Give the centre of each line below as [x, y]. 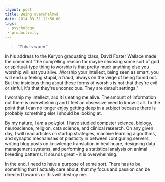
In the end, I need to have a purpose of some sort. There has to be [73, 164]
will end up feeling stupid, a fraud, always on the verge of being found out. [81, 77]
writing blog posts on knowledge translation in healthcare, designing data [80, 144]
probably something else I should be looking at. [54, 113]
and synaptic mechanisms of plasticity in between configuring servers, [78, 138]
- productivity [23, 33]
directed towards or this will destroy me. [46, 174]
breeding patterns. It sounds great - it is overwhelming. [61, 154]
